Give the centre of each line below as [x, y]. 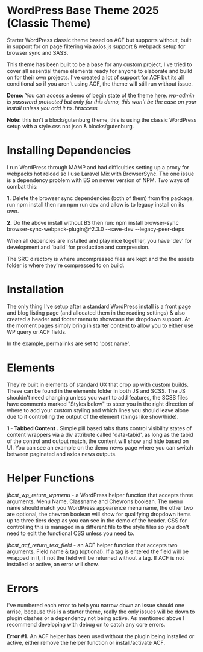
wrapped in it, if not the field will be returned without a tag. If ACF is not [95, 557]
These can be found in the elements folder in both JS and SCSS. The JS [96, 391]
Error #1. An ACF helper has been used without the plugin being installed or [101, 636]
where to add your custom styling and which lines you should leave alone [98, 410]
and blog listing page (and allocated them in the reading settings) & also [96, 312]
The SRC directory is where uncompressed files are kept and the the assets [101, 259]
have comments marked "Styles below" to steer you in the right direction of [101, 404]
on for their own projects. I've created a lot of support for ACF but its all [95, 77]
